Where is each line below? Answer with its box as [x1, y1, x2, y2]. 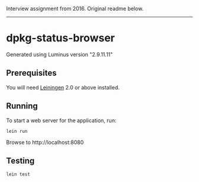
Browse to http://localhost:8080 [6, 139, 84, 146]
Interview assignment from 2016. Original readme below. [6, 5, 144, 12]
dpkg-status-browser [6, 31, 115, 45]
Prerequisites [6, 68, 57, 78]
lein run [6, 128, 28, 134]
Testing [6, 155, 35, 165]
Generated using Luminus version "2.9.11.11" [6, 50, 113, 58]
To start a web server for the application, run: [6, 117, 117, 124]
